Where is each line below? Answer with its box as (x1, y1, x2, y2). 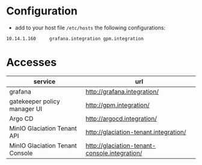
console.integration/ (85, 149, 142, 157)
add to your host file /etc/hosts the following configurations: (14, 24, 166, 31)
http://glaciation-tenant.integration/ (85, 128, 186, 136)
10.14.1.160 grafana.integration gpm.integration (6, 35, 144, 41)
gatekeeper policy (9, 97, 60, 106)
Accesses (6, 56, 57, 70)
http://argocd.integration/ (85, 114, 158, 122)
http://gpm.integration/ (85, 101, 150, 109)
